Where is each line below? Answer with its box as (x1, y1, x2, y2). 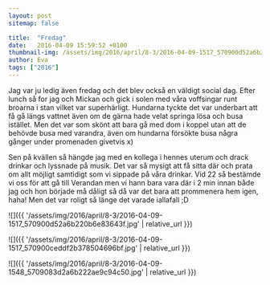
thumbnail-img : (8, 49, 59, 57)
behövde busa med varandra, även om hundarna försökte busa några (8, 128, 239, 137)
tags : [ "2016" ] (8, 63, 59, 72)
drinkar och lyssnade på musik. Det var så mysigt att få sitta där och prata (8, 161, 253, 170)
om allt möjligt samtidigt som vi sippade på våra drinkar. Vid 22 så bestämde (8, 169, 261, 179)
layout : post (8, 11, 52, 20)
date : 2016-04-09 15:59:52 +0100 (8, 41, 128, 49)
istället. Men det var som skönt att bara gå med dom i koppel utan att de (8, 120, 247, 129)
